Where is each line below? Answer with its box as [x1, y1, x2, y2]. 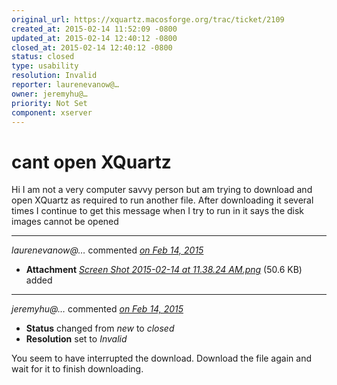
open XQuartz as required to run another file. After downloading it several [11, 194, 314, 206]
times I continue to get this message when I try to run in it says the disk [11, 205, 305, 217]
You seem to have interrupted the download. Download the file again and [11, 352, 312, 365]
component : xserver [11, 107, 93, 118]
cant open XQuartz [11, 151, 172, 173]
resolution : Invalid [11, 71, 98, 81]
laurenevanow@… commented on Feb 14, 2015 [11, 244, 204, 256]
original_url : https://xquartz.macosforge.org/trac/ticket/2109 [11, 14, 285, 25]
